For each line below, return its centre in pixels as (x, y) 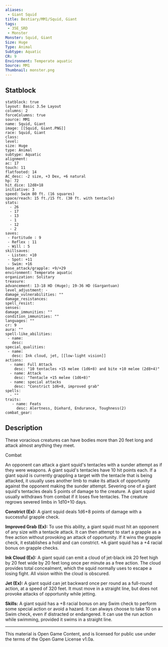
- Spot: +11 (20, 259)
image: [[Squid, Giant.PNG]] (35, 128)
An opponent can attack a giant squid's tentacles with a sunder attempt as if (84, 464)
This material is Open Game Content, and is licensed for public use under (80, 633)
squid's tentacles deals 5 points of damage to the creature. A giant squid (80, 491)
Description (24, 428)
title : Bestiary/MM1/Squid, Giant (41, 19)
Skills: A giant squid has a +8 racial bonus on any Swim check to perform (81, 603)
